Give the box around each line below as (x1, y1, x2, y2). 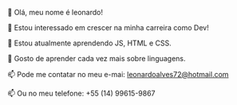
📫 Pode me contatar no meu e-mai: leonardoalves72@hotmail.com (7, 70, 229, 79)
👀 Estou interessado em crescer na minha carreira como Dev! (7, 23, 209, 32)
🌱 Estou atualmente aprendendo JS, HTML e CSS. (7, 38, 172, 48)
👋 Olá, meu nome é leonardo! (7, 8, 103, 17)
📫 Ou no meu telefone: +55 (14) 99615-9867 (7, 88, 156, 98)
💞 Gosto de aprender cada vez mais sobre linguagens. (7, 54, 186, 63)
